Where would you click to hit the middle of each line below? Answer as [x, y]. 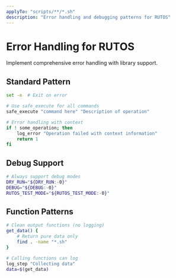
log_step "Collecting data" [41, 264]
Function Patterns [40, 211]
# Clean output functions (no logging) [55, 225]
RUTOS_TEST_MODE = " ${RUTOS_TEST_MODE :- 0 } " [58, 193]
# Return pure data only [47, 236]
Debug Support [35, 163]
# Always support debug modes [44, 177]
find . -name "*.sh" [42, 242]
